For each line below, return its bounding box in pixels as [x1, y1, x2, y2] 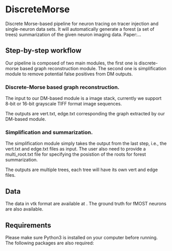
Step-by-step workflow [5, 46, 82, 55]
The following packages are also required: [5, 240, 94, 246]
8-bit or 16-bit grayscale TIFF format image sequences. [5, 101, 122, 107]
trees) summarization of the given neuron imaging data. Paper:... [5, 31, 142, 37]
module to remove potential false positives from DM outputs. [5, 71, 133, 77]
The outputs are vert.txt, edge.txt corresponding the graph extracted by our [5, 111, 165, 117]
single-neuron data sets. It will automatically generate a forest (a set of [5, 26, 155, 32]
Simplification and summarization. [5, 129, 93, 136]
